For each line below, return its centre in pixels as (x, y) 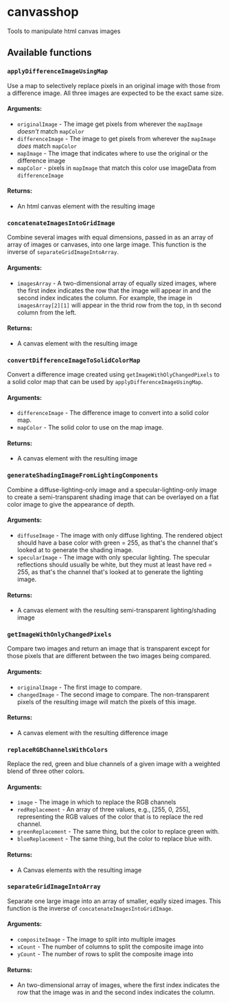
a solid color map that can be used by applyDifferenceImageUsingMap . (105, 382)
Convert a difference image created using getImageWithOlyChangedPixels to (113, 374)
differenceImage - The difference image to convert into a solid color (113, 413)
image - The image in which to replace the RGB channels (96, 802)
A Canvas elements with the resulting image (79, 870)
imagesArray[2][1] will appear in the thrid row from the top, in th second (119, 305)
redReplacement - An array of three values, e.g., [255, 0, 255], (104, 810)
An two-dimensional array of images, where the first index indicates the (118, 985)
